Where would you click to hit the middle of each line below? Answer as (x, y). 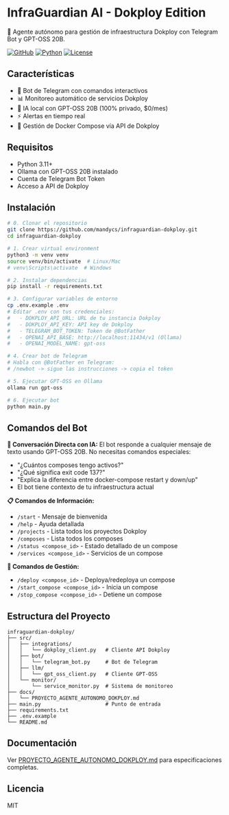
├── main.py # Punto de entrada (84, 704)
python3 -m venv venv (38, 255)
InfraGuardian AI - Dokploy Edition (107, 13)
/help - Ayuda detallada (50, 524)
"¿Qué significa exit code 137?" (61, 472)
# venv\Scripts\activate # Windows (59, 268)
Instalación (32, 207)
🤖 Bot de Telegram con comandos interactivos (82, 90)
